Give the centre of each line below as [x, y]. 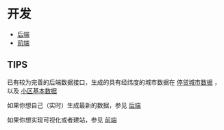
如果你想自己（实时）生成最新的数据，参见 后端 [74, 105]
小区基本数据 [38, 90]
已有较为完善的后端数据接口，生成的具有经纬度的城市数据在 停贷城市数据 [110, 82]
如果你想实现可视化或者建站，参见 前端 [62, 120]
